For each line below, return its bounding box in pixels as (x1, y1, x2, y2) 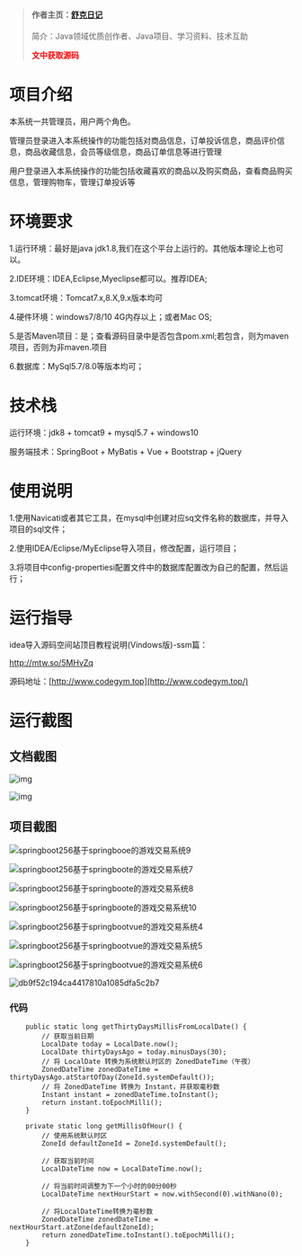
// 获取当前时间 (41, 1156, 94, 1165)
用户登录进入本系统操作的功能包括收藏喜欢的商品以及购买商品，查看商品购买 (9, 165, 293, 176)
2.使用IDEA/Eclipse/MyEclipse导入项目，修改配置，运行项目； (9, 543, 240, 553)
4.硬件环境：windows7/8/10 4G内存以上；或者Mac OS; (9, 312, 213, 323)
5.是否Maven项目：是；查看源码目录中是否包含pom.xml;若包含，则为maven (9, 331, 289, 341)
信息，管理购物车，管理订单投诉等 (9, 177, 136, 188)
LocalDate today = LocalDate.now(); (41, 1039, 179, 1048)
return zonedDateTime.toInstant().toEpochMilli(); (41, 1231, 235, 1240)
